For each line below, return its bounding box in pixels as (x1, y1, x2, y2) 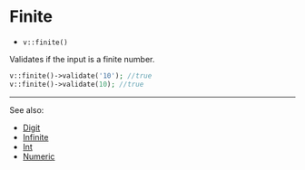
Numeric (22, 151, 55, 162)
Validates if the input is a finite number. (9, 53, 155, 64)
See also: (9, 104, 44, 115)
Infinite (22, 131, 49, 142)
